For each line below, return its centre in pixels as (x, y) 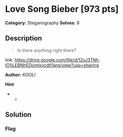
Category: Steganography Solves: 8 (42, 23)
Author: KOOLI (20, 75)
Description (23, 38)
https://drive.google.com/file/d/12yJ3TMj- (57, 60)
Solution (18, 115)
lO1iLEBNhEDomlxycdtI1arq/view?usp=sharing (52, 65)
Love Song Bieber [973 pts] (62, 9)
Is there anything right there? (47, 50)
